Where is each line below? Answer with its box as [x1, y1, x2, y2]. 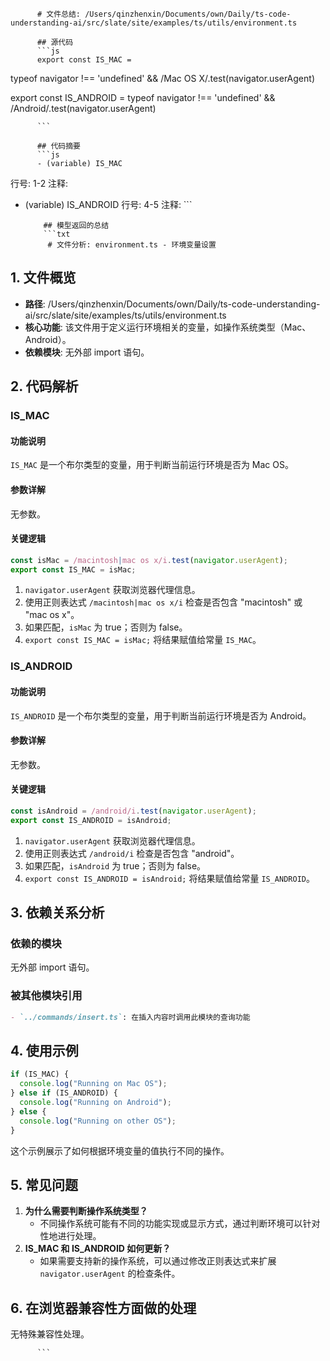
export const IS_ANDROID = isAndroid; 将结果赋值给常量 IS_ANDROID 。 [24, 872, 315, 884]
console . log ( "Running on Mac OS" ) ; [19, 1079, 168, 1089]
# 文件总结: [36, 9, 81, 19]
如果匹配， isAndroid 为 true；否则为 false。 [24, 859, 207, 872]
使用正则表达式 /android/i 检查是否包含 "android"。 [24, 847, 240, 859]
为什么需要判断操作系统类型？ [24, 1205, 148, 1217]
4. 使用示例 [10, 1043, 79, 1060]
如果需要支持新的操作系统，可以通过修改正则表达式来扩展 [39, 1255, 277, 1267]
